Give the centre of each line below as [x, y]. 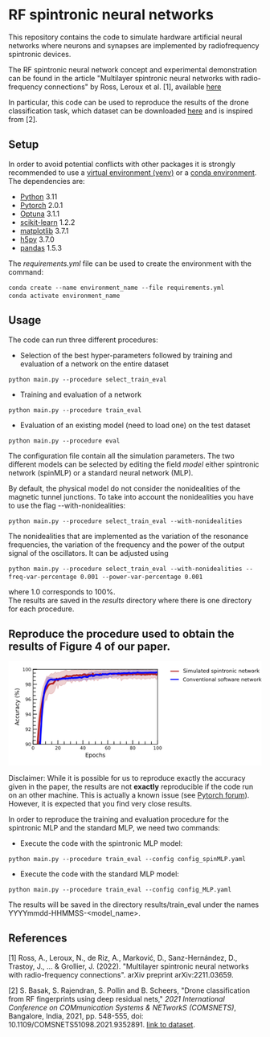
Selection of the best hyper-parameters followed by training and [126, 355]
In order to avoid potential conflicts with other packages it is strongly [122, 164]
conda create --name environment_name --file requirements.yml [117, 288]
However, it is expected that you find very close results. [100, 804]
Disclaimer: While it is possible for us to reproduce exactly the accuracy [127, 778]
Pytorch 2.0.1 [41, 205]
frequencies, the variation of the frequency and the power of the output [127, 545]
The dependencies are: [47, 181]
